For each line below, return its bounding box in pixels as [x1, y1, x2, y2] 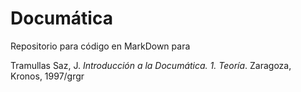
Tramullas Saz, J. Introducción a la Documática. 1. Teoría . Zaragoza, [10, 59, 292, 71]
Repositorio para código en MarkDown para [10, 40, 191, 52]
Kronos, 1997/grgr [10, 70, 85, 82]
